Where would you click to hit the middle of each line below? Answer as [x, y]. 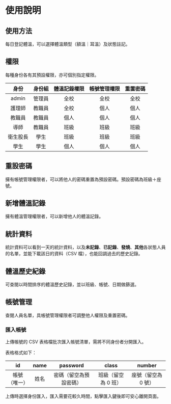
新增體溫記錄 [25, 204]
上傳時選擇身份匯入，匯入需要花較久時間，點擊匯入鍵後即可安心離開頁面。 [83, 396]
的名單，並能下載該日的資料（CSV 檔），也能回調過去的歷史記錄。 [74, 254]
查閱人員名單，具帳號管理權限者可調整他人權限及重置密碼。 [68, 315]
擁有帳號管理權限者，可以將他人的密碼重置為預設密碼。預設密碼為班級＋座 [83, 179]
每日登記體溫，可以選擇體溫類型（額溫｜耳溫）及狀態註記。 [68, 44]
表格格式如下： [21, 353]
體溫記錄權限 [69, 89]
